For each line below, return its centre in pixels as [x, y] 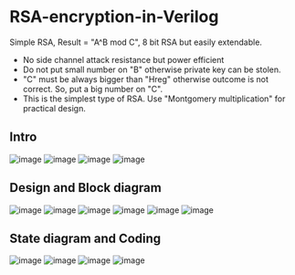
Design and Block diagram [85, 188]
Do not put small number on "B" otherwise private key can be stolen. [152, 69]
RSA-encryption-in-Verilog [114, 17]
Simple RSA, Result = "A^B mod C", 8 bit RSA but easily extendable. [136, 42]
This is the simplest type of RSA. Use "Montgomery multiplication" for [154, 99]
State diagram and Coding [85, 238]
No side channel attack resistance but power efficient [123, 59]
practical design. [54, 108]
